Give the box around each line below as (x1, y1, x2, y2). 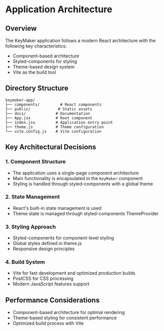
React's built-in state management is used (12, 205, 102, 211)
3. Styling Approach (5, 223, 56, 230)
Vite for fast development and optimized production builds (12, 270, 135, 276)
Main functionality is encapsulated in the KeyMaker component (12, 175, 143, 181)
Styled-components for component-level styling (12, 235, 114, 241)
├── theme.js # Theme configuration (5, 124, 104, 129)
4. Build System (5, 258, 45, 266)
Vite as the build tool (12, 69, 56, 75)
